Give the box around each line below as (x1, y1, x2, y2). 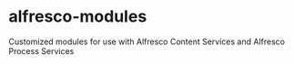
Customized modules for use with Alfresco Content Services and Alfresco (8, 36, 286, 47)
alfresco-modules (8, 6, 147, 27)
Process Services (8, 45, 75, 56)
